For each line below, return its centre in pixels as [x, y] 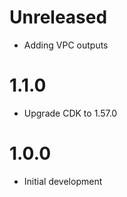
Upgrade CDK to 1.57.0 [70, 113]
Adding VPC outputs [66, 45]
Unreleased [58, 17]
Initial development [63, 181]
